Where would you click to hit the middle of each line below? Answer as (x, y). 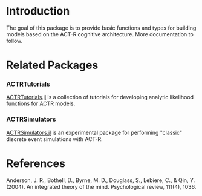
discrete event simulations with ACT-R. (54, 139)
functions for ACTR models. (41, 103)
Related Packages (52, 65)
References (36, 163)
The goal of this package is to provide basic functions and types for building (101, 28)
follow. (15, 41)
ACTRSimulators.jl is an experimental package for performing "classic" (94, 132)
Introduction (38, 11)
